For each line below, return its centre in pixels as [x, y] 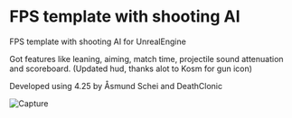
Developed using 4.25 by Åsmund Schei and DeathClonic [116, 86]
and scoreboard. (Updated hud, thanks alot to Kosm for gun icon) [131, 68]
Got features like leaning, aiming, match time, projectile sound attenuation [146, 59]
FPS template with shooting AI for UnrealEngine [98, 41]
